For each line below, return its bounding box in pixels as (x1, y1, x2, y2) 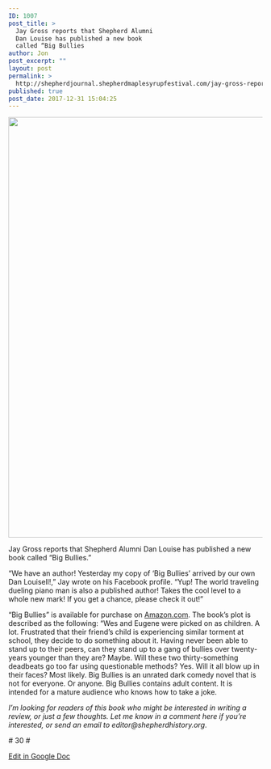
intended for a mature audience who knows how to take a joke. (8, 687, 218, 697)
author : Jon (8, 49, 48, 57)
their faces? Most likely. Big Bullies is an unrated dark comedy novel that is (8, 670, 256, 680)
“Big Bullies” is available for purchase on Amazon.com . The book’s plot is (8, 610, 252, 619)
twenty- (231, 644, 258, 654)
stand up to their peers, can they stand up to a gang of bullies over (8, 644, 230, 654)
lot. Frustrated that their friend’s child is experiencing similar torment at (8, 627, 244, 637)
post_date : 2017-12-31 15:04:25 (8, 95, 117, 103)
